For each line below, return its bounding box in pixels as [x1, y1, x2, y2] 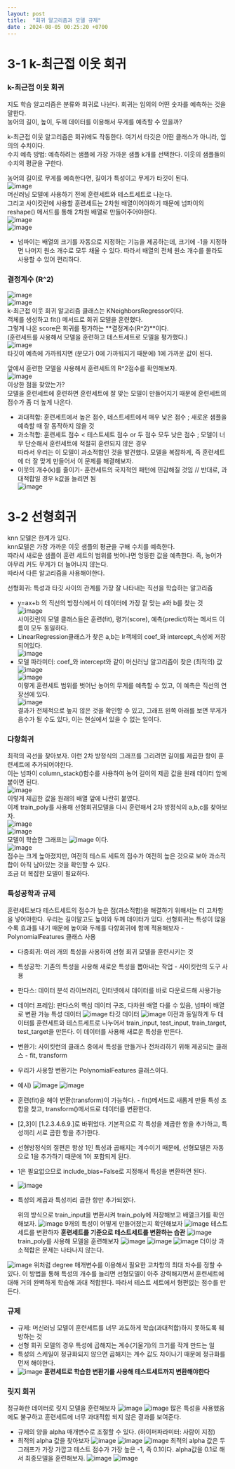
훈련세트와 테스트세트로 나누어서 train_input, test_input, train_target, [36, 1018, 227, 1027]
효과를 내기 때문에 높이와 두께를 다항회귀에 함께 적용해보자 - [20, 924, 184, 932]
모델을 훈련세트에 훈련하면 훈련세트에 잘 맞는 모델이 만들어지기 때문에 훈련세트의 [7, 389, 227, 398]
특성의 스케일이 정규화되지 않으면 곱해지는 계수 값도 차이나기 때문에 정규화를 [17, 1350, 226, 1358]
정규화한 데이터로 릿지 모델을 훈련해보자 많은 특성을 [7, 1404, 201, 1413]
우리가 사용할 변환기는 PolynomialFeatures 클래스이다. [17, 1066, 168, 1074]
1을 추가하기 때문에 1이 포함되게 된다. [30, 1152, 131, 1160]
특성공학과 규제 [7, 888, 56, 898]
